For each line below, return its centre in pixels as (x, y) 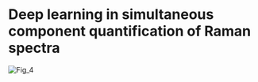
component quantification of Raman (130, 31)
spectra (35, 48)
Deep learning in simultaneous (111, 15)
